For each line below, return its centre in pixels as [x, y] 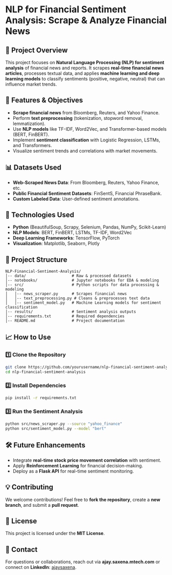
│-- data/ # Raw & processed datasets [68, 276]
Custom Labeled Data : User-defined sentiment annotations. [76, 199]
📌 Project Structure [36, 260]
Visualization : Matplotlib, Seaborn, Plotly [56, 243]
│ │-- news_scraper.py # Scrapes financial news [66, 294]
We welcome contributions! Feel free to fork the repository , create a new [83, 499]
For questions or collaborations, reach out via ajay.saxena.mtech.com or [83, 562]
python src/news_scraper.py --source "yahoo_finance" [64, 424]
